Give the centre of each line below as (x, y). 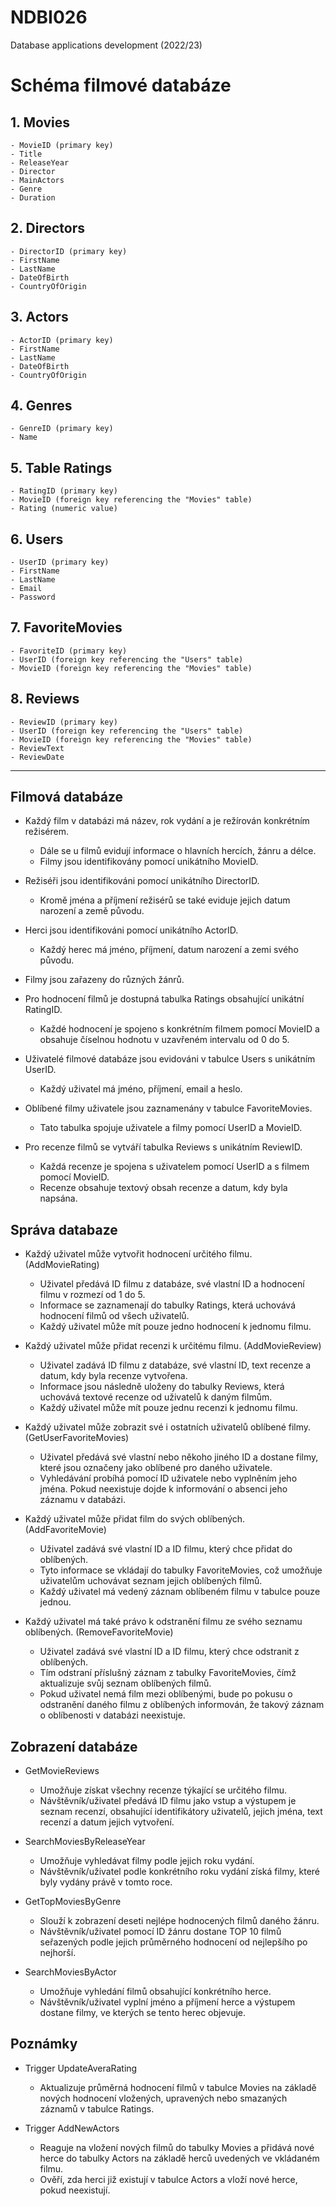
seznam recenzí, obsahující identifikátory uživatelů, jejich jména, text (181, 1812)
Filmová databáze (67, 797)
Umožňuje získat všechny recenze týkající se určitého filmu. (163, 1790)
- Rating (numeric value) (64, 509)
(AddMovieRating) (62, 1265)
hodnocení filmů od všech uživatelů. (114, 1316)
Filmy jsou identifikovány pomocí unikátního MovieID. (149, 862)
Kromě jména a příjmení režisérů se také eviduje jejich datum (165, 900)
